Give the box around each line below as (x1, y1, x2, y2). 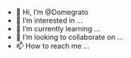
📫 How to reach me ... (15, 42, 90, 50)
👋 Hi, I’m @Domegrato (15, 8, 89, 16)
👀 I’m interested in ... (15, 16, 83, 25)
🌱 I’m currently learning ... (15, 24, 101, 33)
